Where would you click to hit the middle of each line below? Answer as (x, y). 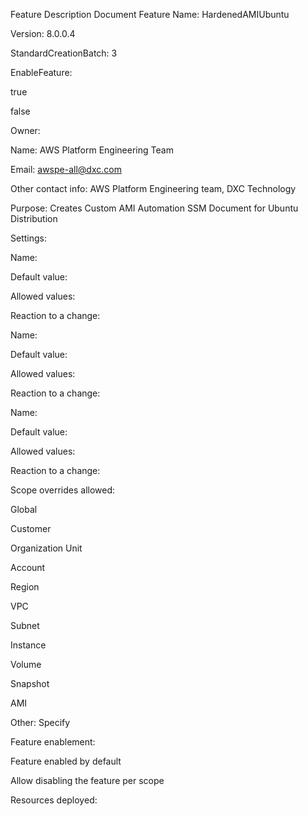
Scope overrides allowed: (63, 490)
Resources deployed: (54, 800)
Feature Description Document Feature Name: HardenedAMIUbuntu (150, 14)
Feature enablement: (53, 742)
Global (24, 509)
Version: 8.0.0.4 (43, 33)
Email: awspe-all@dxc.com (66, 169)
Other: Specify (40, 722)
